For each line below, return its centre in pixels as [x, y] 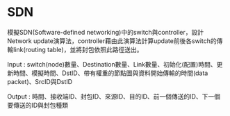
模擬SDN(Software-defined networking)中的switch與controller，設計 [106, 32]
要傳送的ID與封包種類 [38, 105]
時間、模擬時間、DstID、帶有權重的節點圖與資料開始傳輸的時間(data [110, 73]
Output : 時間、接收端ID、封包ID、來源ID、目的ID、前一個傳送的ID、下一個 [114, 96]
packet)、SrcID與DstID [40, 81]
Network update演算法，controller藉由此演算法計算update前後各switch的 [112, 41]
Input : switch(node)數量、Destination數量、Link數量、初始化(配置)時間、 [112, 64]
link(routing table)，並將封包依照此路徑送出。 [78, 49]
